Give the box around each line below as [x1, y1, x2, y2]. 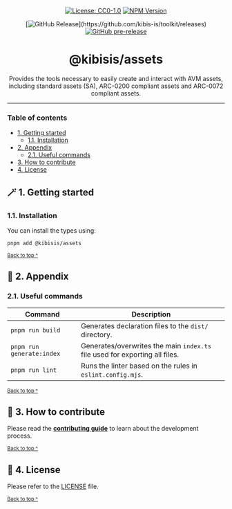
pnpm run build [10, 326, 61, 334]
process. [7, 431, 32, 440]
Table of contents [7, 113, 68, 123]
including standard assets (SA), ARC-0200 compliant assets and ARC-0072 [8, 82, 224, 90]
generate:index [10, 350, 61, 357]
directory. [80, 330, 113, 339]
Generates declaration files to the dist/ [80, 321, 209, 330]
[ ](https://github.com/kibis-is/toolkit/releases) [25, 20, 207, 28]
